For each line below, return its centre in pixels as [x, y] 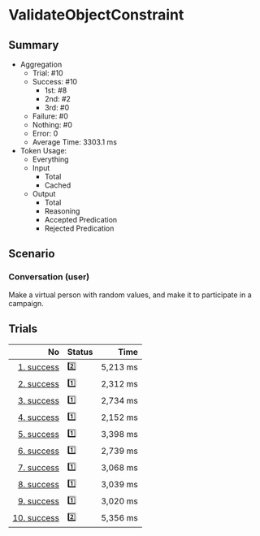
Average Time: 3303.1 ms [75, 142]
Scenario [32, 254]
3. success [38, 401]
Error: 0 [45, 133]
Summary [34, 45]
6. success [38, 451]
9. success [38, 501]
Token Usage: [43, 151]
